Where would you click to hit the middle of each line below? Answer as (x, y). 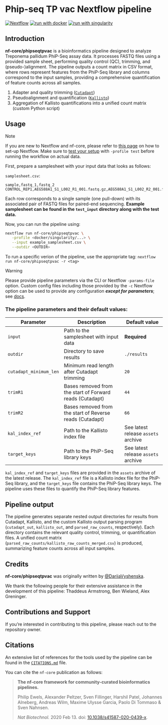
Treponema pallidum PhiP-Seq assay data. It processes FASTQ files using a (83, 56)
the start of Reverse (87, 413)
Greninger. (16, 596)
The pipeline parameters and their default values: (66, 309)
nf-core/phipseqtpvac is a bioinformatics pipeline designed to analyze (78, 50)
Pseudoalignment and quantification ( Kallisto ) (61, 97)
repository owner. (23, 629)
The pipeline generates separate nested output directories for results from (82, 517)
